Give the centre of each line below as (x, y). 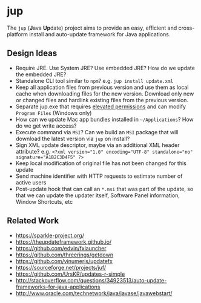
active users (31, 182)
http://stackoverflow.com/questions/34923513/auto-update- (91, 280)
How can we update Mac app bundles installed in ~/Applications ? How (104, 119)
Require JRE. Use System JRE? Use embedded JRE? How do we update (105, 68)
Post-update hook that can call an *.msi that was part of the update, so (104, 189)
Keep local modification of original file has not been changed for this (101, 163)
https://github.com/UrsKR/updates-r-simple (70, 274)
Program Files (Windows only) (54, 112)
